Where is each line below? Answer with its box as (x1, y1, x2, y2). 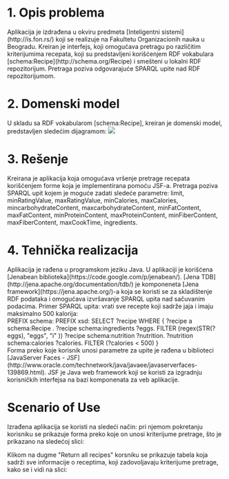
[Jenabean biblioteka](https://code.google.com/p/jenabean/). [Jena (7, 272, 200, 281)
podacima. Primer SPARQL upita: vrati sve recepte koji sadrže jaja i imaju (7, 302, 214, 310)
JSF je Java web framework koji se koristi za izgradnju (48, 368, 202, 376)
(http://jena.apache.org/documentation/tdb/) (7, 280, 134, 288)
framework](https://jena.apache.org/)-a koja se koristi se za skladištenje (7, 287, 212, 295)
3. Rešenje (7, 151, 69, 167)
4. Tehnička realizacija (7, 243, 139, 258)
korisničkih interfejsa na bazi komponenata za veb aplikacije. (7, 375, 180, 384)
